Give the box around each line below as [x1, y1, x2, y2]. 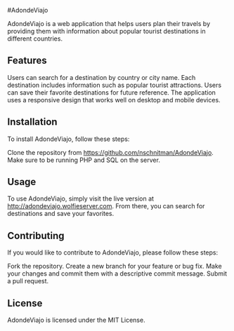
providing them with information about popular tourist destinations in [7, 27, 206, 35]
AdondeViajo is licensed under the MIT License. [7, 316, 145, 325]
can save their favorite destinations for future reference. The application [7, 88, 216, 97]
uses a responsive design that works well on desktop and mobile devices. [7, 95, 221, 104]
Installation [7, 116, 58, 128]
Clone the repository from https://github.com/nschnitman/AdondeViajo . [7, 148, 214, 156]
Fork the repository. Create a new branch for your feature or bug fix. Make [7, 262, 223, 271]
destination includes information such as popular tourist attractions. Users [7, 81, 222, 89]
